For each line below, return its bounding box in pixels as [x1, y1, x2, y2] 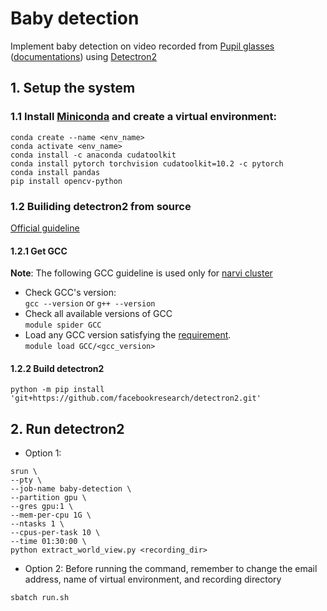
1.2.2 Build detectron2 [10, 362, 105, 374]
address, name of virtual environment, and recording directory [24, 573, 282, 586]
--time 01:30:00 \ [10, 537, 87, 547]
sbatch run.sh [10, 593, 70, 603]
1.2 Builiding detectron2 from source [10, 199, 192, 213]
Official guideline [10, 222, 80, 234]
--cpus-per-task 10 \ [10, 528, 101, 538]
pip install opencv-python [10, 176, 123, 186]
